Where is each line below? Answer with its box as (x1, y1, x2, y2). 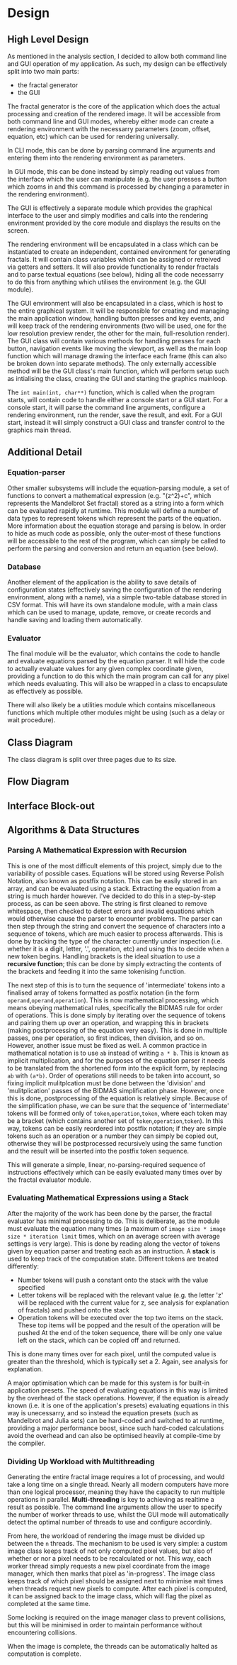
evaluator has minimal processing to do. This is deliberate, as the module (7, 1217, 221, 1225)
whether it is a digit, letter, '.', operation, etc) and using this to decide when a (7, 944, 230, 953)
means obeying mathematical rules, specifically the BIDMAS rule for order (7, 1003, 223, 1012)
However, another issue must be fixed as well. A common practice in (7, 1041, 207, 1049)
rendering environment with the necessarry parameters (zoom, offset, (7, 125, 211, 133)
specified (17, 1283, 45, 1292)
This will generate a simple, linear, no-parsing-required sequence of (7, 1160, 206, 1168)
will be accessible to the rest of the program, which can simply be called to (7, 536, 226, 545)
